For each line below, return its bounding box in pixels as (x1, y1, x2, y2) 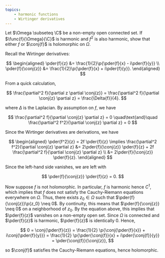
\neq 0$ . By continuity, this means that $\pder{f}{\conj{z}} (41, 201, 160, 207)
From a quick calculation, (5, 80, 56, 86)
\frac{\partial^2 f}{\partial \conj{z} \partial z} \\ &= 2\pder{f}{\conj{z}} (12, 149, 154, 155)
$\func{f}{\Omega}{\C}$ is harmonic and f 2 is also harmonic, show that (5, 35, 150, 42)
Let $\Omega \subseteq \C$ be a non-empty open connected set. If (5, 30, 143, 36)
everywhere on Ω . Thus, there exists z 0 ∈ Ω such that (5, 194, 115, 201)
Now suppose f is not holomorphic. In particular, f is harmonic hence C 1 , (5, 183, 152, 190)
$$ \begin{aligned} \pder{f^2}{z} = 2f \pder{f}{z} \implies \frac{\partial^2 (8, 139, 157, 145)
